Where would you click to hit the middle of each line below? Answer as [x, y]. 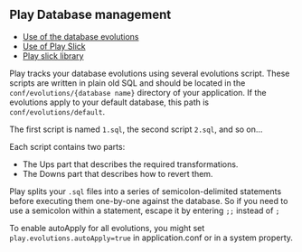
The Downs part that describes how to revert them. [118, 173]
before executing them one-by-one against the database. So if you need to [149, 201]
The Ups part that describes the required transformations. [130, 164]
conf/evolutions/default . [57, 111]
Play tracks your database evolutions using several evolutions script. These [150, 73]
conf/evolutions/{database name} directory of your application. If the [138, 92]
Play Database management [90, 15]
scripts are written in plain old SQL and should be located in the [127, 83]
